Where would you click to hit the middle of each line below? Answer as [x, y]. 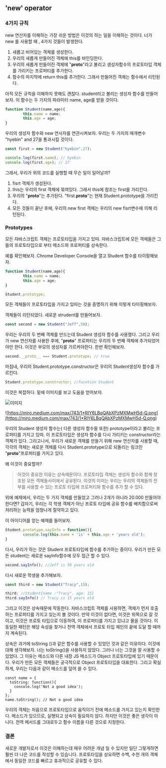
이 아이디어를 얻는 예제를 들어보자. [38, 521]
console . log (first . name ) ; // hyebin [43, 158]
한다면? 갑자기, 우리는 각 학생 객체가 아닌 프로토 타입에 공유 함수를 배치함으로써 [82, 504]
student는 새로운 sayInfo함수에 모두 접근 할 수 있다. [60, 555]
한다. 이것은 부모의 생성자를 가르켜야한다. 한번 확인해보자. [70, 347]
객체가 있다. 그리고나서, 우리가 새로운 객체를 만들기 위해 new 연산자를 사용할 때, [82, 441]
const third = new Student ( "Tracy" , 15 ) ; [48, 584]
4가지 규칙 [17, 23]
